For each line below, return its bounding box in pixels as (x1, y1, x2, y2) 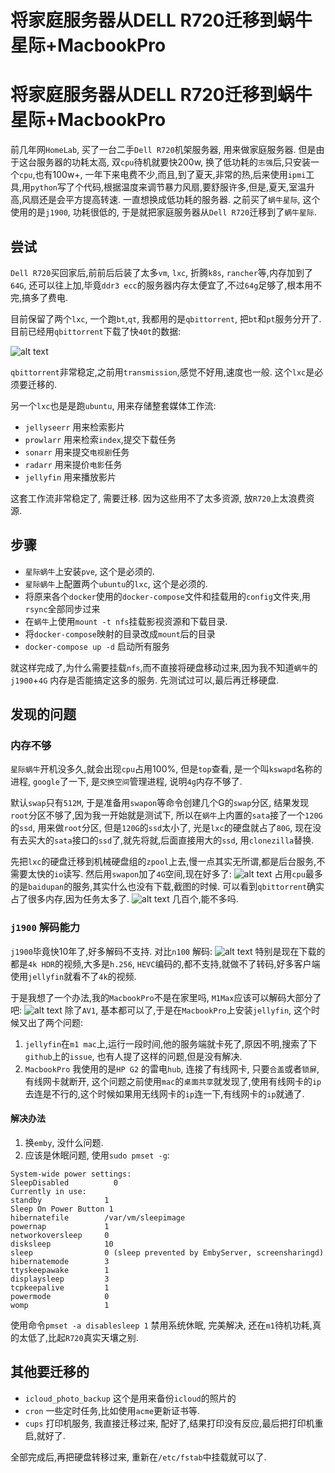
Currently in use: (10, 1186, 87, 1196)
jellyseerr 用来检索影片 (24, 421, 126, 433)
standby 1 (10, 1195, 110, 1205)
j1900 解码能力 (10, 921, 81, 935)
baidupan (28, 882, 65, 893)
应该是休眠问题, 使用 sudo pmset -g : (24, 1149, 170, 1161)
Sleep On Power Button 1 (10, 1204, 114, 1214)
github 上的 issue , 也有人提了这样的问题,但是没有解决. (24, 1050, 243, 1062)
